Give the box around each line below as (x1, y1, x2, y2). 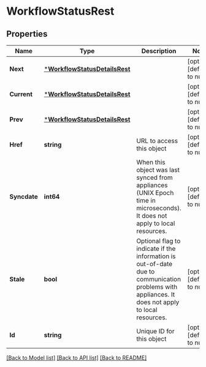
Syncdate (9, 193, 39, 201)
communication (136, 275, 181, 283)
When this (136, 158, 166, 166)
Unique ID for (136, 327, 175, 335)
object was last (136, 166, 180, 174)
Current (9, 90, 32, 98)
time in (136, 196, 156, 204)
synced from (136, 173, 173, 182)
